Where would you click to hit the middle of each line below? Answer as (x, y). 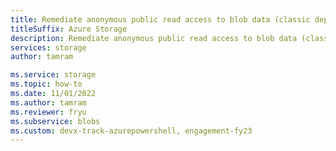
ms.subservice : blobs (55, 121)
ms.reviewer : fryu (48, 112)
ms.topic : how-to (46, 84)
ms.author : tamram (48, 102)
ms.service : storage (53, 75)
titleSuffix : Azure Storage (69, 29)
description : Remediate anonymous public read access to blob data (154, 38)
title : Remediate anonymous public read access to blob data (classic (160, 19)
